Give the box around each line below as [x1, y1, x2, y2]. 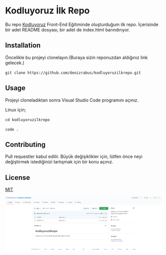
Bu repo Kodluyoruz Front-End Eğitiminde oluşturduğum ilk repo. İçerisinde [5, 21, 159, 27]
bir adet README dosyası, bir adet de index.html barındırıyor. [5, 26, 130, 32]
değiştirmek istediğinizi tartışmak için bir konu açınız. [5, 159, 113, 165]
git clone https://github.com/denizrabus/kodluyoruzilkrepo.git [5, 70, 141, 75]
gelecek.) [5, 60, 25, 66]
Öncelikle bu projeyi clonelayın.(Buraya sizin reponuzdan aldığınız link [5, 54, 148, 60]
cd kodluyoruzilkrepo [5, 117, 50, 122]
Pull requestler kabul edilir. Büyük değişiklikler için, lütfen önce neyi [5, 153, 143, 159]
